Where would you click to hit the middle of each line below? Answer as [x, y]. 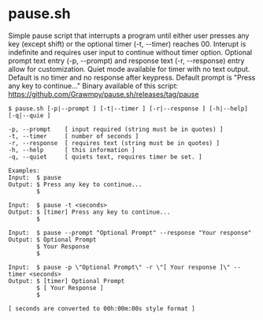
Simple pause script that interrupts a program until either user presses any [129, 35]
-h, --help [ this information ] [72, 150]
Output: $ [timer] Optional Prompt [67, 281]
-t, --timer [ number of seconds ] [74, 136]
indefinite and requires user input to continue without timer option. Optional [130, 52]
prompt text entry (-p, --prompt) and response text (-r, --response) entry [126, 61]
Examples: [24, 170]
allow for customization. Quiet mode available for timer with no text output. [129, 69]
